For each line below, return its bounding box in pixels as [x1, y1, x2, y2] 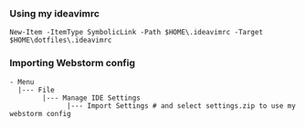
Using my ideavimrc [9, 7, 100, 20]
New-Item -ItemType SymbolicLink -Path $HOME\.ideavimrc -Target [9, 28, 263, 37]
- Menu [9, 77, 35, 86]
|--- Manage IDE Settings [42, 93, 142, 103]
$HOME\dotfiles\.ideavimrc [9, 35, 112, 45]
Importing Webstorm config [9, 57, 135, 70]
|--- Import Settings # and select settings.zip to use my [67, 101, 297, 111]
